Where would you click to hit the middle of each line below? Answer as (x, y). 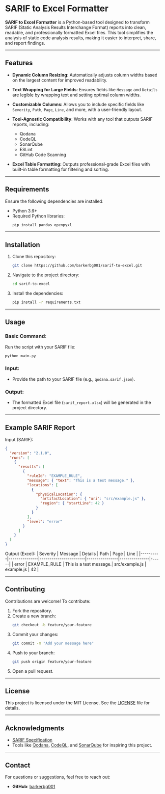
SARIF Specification (32, 740)
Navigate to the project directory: (46, 275)
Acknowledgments (35, 728)
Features (19, 63)
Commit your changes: (35, 634)
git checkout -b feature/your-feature (52, 625)
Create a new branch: (34, 616)
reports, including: (31, 124)
